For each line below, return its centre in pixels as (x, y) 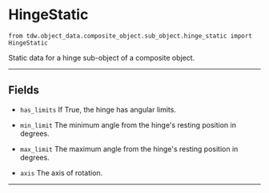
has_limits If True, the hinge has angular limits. (98, 109)
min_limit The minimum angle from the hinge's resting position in (128, 124)
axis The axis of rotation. (61, 172)
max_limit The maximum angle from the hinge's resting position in (129, 148)
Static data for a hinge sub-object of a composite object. (102, 57)
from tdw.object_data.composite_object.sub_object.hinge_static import (130, 36)
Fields (24, 91)
